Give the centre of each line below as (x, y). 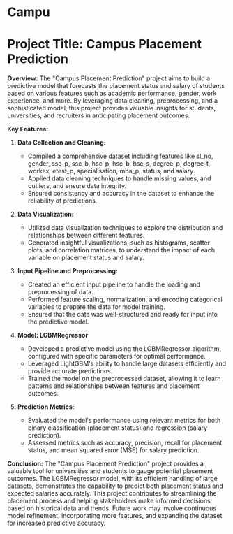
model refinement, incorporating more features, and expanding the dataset (115, 516)
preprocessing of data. (60, 292)
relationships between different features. (86, 236)
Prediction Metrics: (46, 407)
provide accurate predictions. (70, 371)
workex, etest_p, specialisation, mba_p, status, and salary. (111, 171)
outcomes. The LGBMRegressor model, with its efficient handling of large (112, 479)
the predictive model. (58, 322)
